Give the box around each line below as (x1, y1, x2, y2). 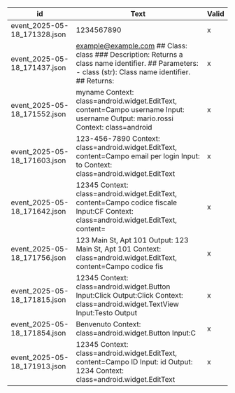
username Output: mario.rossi (76, 113, 173, 123)
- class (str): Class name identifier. (76, 67, 191, 76)
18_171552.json (10, 109, 66, 118)
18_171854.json (10, 329, 66, 338)
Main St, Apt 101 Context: (76, 244, 162, 254)
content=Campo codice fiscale (76, 198, 177, 207)
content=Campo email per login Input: (76, 151, 201, 160)
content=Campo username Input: (76, 105, 185, 114)
